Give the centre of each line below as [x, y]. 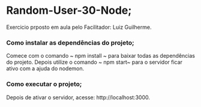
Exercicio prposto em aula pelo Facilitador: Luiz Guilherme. [79, 27]
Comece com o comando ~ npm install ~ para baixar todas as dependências [100, 56]
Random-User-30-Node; [69, 11]
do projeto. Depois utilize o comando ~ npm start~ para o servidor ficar [94, 62]
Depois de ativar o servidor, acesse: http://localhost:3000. [78, 97]
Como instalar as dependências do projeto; [70, 43]
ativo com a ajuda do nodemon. [45, 69]
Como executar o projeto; [44, 84]
